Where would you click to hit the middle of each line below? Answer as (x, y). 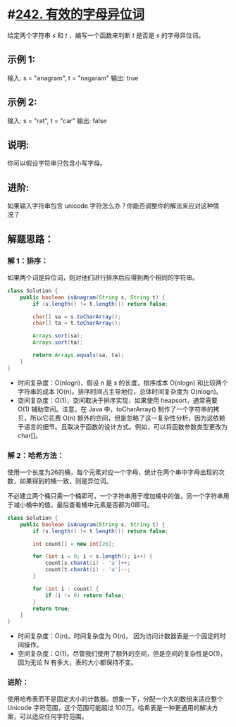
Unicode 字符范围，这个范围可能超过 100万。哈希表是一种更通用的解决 (110, 708)
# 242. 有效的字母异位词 (76, 14)
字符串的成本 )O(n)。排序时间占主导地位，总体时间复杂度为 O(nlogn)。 (120, 391)
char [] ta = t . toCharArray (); (77, 323)
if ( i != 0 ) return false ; (85, 595)
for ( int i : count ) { (66, 589)
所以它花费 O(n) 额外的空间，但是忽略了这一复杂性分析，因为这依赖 (128, 418)
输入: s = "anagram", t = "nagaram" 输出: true (73, 77)
